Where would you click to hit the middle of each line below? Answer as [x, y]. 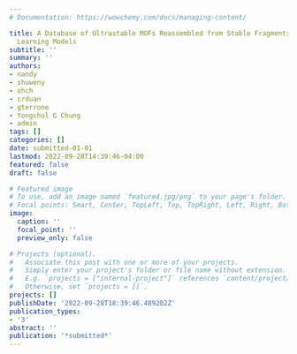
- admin [23, 124]
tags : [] [25, 132]
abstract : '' [33, 328]
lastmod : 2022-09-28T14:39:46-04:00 [76, 156]
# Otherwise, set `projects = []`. [79, 287]
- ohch [21, 90]
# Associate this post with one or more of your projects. [124, 262]
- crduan [25, 99]
